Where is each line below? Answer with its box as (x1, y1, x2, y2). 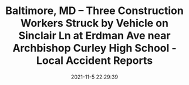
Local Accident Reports (36, 54, 153, 67)
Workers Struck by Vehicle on (20, 16, 169, 30)
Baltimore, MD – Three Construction (5, 4, 184, 18)
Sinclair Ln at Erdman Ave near (18, 29, 171, 42)
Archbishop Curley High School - (12, 42, 177, 55)
